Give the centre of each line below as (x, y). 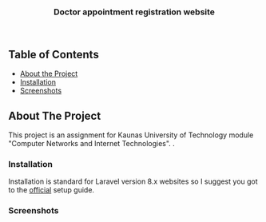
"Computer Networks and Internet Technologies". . (92, 143)
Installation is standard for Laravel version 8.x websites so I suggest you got (133, 181)
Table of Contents (54, 54)
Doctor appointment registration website (134, 12)
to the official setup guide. (51, 190)
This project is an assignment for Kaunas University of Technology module (131, 135)
